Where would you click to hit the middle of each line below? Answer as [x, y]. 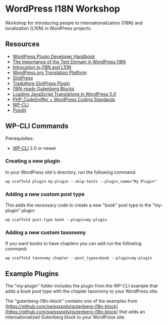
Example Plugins [32, 274]
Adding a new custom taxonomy [46, 232]
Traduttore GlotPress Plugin [41, 83]
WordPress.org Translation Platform [50, 72]
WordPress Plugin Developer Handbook [54, 56]
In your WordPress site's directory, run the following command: [71, 172]
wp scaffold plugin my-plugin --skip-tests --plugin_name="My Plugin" [81, 181]
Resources [22, 44]
